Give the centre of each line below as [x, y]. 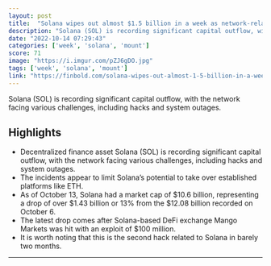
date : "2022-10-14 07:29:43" [57, 38]
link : [17, 76]
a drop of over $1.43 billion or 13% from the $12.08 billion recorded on [136, 203]
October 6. [38, 212]
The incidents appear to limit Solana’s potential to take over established [138, 177]
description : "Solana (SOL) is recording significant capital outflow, [131, 31]
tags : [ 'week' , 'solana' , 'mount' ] [68, 69]
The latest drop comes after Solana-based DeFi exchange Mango [129, 220]
